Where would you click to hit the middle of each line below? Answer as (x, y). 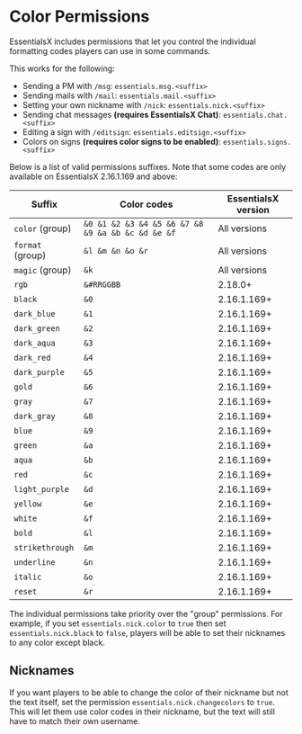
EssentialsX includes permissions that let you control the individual (133, 41)
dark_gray (35, 416)
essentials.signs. (258, 142)
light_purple (42, 489)
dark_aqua (35, 343)
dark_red (32, 358)
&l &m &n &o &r (116, 251)
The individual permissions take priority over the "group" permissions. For (146, 613)
